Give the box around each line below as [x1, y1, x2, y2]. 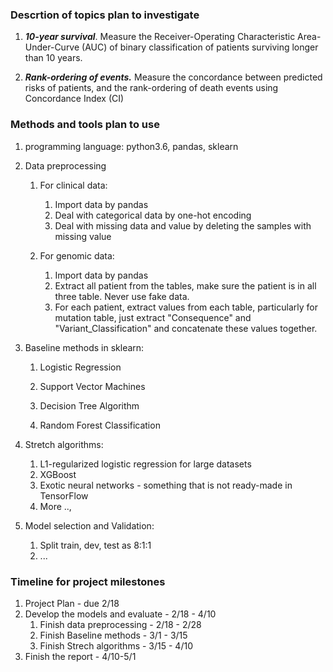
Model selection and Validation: [24, 519, 155, 532]
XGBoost [39, 468, 77, 480]
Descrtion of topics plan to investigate [10, 8, 200, 22]
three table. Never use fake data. [54, 290, 190, 302]
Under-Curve [24, 41, 80, 53]
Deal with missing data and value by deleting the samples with [54, 219, 312, 232]
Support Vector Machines [39, 380, 146, 392]
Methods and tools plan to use [10, 118, 160, 132]
